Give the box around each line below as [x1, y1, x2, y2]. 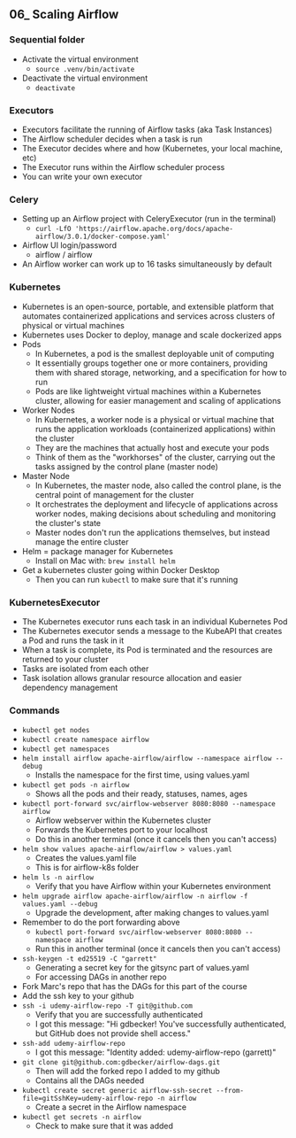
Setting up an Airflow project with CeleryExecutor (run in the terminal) [21, 213, 277, 224]
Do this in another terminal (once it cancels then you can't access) [34, 834, 277, 845]
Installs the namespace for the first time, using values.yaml [34, 770, 250, 780]
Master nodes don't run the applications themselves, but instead [34, 527, 270, 538]
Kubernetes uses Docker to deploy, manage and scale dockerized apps [21, 329, 283, 340]
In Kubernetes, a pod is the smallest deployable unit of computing [34, 348, 275, 359]
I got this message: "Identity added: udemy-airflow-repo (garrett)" [34, 1047, 277, 1057]
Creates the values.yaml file [34, 853, 137, 863]
